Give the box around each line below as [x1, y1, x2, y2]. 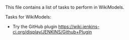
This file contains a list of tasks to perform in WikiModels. [5, 4, 124, 10]
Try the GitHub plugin [12, 23, 57, 29]
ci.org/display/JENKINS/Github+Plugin [12, 29, 92, 34]
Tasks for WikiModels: [5, 14, 51, 19]
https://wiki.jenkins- [58, 23, 100, 29]
